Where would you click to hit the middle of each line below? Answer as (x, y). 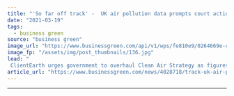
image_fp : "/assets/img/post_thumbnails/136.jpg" (81, 53)
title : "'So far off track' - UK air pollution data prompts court (109, 14)
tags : (15, 26)
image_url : (23, 46)
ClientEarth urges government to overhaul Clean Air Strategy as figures (119, 65)
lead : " (18, 59)
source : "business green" (45, 40)
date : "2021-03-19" (36, 20)
